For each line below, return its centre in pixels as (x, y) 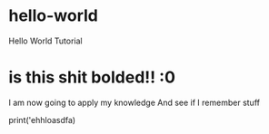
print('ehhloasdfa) (42, 120)
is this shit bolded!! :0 (92, 77)
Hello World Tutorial (45, 41)
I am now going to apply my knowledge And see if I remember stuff (134, 102)
